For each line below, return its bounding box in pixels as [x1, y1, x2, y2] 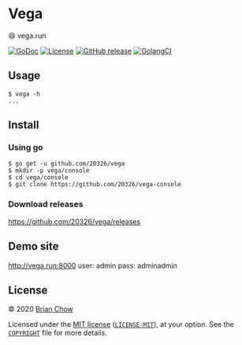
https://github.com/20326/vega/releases [8, 216, 141, 226]
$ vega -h [8, 90, 41, 98]
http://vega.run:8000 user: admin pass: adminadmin [8, 261, 177, 270]
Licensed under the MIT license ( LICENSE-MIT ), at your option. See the [8, 320, 234, 329]
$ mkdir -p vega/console [8, 167, 90, 174]
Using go [8, 142, 43, 153]
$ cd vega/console [8, 174, 69, 182]
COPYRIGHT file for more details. [8, 328, 108, 338]
